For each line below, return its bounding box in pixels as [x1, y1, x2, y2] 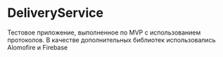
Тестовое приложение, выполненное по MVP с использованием [7, 28, 201, 37]
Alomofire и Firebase [7, 43, 68, 51]
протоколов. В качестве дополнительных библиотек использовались [7, 35, 216, 44]
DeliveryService [7, 5, 104, 21]
